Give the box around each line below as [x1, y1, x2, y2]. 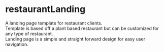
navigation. [5, 41, 29, 47]
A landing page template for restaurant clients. [5, 20, 103, 26]
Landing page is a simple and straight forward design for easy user [5, 36, 146, 42]
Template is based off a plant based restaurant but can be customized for [5, 25, 159, 31]
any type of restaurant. [5, 30, 53, 36]
